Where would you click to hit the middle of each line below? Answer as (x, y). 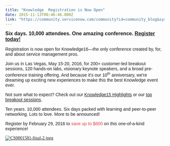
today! (13, 39)
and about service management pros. (42, 54)
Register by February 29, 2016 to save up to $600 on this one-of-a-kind (75, 124)
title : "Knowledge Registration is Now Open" (55, 10)
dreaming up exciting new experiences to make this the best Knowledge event (82, 80)
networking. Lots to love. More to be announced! (53, 114)
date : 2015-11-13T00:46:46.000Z (39, 15)
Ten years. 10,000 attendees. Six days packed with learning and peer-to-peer (81, 109)
